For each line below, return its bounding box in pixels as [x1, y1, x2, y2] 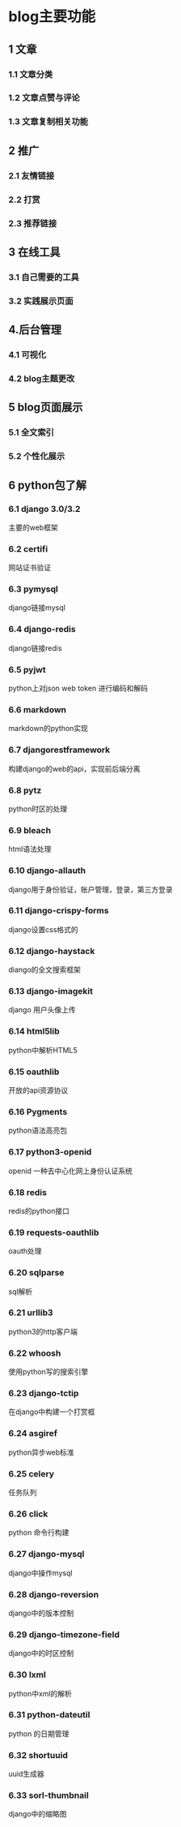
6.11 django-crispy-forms [8, 905, 109, 917]
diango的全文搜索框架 [8, 965, 82, 974]
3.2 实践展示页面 [8, 295, 74, 307]
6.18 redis [8, 1186, 47, 1197]
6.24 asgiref [8, 1428, 58, 1439]
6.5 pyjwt [8, 664, 46, 675]
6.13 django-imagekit [8, 986, 93, 997]
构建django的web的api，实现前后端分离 [8, 763, 141, 773]
